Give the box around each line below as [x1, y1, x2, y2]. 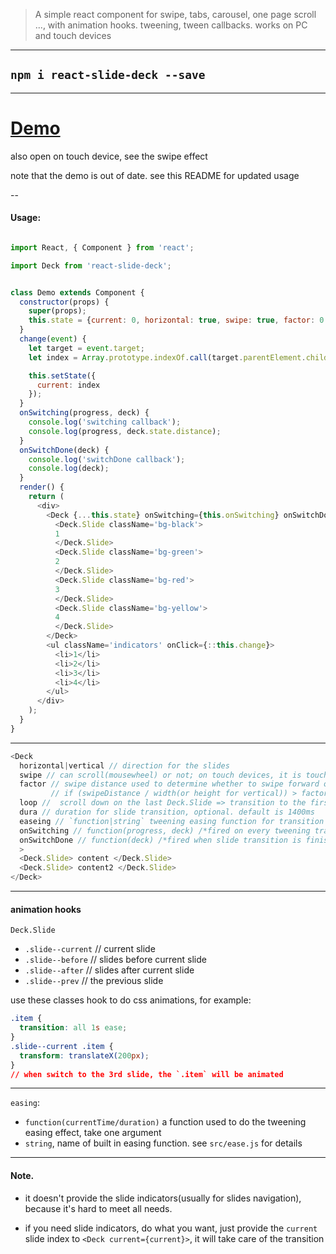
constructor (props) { [19, 297, 110, 307]
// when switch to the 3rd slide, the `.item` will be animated [10, 1069, 284, 1079]
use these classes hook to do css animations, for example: [10, 994, 252, 1006]
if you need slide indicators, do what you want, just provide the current [24, 1222, 318, 1234]
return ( [28, 492, 65, 502]
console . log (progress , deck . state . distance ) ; [28, 426, 222, 436]
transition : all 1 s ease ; [19, 1023, 128, 1033]
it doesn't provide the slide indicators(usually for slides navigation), [24, 1192, 302, 1204]
